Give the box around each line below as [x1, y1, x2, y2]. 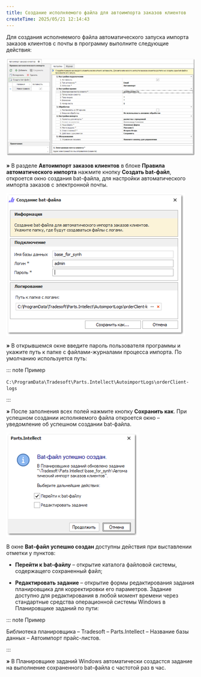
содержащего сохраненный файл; [14, 568, 103, 575]
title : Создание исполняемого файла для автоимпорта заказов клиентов [6, 10, 187, 16]
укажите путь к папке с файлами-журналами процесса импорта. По [6, 349, 182, 356]
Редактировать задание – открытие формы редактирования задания [14, 579, 194, 586]
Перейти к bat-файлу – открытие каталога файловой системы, [14, 561, 177, 568]
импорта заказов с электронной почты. [6, 181, 108, 189]
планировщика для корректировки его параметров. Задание [14, 586, 172, 593]
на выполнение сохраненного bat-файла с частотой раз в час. [6, 664, 166, 672]
